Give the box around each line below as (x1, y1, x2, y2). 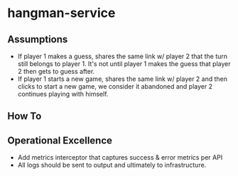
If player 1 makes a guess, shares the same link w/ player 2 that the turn (17, 52, 228, 60)
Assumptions (7, 33, 68, 45)
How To (7, 110, 42, 122)
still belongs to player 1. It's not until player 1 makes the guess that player (17, 60, 231, 68)
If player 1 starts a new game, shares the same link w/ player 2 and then (17, 75, 228, 83)
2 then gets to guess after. (17, 67, 95, 75)
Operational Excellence (7, 134, 112, 146)
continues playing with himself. (17, 90, 109, 98)
